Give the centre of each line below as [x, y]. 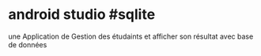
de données [28, 44]
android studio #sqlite [82, 15]
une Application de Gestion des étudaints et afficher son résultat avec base [131, 36]
